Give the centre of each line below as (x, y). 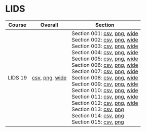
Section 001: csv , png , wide (105, 33)
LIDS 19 (17, 77)
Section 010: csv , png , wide (105, 90)
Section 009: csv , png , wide (105, 84)
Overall (49, 25)
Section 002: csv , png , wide (105, 39)
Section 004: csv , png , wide (105, 52)
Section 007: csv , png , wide (105, 71)
